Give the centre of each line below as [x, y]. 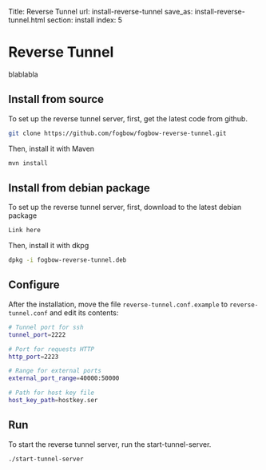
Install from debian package [79, 188]
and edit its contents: [84, 312]
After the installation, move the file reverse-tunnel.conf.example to [118, 304]
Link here [25, 231]
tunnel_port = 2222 [37, 334]
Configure [34, 285]
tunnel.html [27, 20]
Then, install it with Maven [51, 148]
